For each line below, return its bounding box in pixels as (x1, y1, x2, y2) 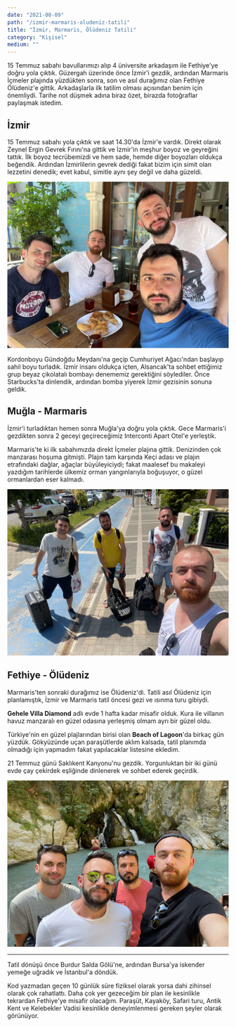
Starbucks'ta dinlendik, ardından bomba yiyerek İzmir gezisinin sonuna (7, 377, 212, 386)
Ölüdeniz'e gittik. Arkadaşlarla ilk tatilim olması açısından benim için (7, 84, 203, 92)
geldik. (7, 384, 27, 393)
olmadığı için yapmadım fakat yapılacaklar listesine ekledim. (7, 745, 181, 753)
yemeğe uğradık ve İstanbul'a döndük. (7, 968, 119, 976)
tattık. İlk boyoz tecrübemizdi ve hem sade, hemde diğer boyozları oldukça (7, 152, 223, 161)
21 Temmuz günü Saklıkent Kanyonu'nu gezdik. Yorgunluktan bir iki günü (7, 759, 218, 767)
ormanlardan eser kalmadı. (7, 475, 85, 484)
